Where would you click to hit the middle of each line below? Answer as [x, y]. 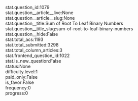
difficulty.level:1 [22, 72]
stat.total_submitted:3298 [32, 45]
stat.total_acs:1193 [24, 39]
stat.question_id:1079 [27, 7]
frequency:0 [18, 88]
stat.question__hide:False [32, 34]
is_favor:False [20, 82]
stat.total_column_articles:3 [34, 50]
